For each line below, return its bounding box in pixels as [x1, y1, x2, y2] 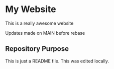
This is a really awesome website [5, 20, 74, 26]
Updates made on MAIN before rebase [5, 30, 85, 36]
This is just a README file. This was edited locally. [5, 58, 109, 64]
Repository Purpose [5, 44, 69, 53]
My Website [5, 4, 56, 15]
